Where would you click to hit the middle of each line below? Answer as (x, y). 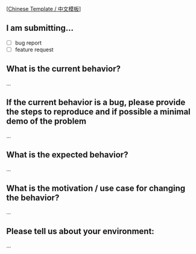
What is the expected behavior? (67, 155)
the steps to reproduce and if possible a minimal (99, 112)
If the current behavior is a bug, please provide (96, 102)
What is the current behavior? (63, 69)
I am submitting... (40, 28)
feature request (34, 49)
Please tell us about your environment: (81, 231)
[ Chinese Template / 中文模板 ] (44, 9)
